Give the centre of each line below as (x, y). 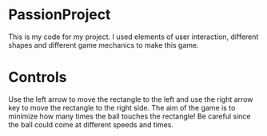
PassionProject (60, 15)
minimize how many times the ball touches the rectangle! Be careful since (130, 116)
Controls (38, 78)
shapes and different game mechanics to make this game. (104, 45)
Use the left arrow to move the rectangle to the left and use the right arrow (131, 99)
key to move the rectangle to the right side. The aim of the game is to (122, 107)
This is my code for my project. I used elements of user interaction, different (133, 37)
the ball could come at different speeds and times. (91, 124)
